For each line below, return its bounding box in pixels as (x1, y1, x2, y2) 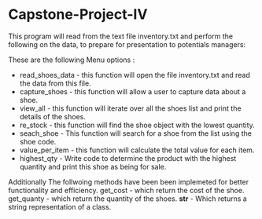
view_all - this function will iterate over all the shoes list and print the (19, 104, 242, 113)
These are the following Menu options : (8, 55, 135, 64)
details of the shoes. (19, 111, 87, 121)
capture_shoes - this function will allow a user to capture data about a (19, 86, 246, 96)
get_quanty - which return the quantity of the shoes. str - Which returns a (8, 194, 248, 203)
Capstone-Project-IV (8, 5, 148, 24)
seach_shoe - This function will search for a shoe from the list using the (19, 128, 252, 138)
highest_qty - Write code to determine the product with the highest (19, 153, 237, 162)
